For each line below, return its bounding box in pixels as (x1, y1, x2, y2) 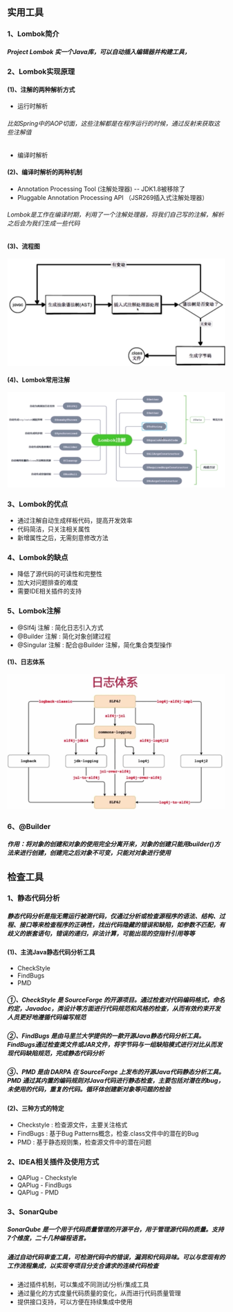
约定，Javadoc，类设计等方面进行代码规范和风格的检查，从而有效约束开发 (7, 1004, 221, 1012)
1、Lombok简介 (7, 29, 60, 39)
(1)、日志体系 (7, 658, 45, 666)
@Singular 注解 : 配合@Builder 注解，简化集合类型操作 (17, 641, 172, 649)
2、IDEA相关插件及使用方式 (7, 1157, 100, 1167)
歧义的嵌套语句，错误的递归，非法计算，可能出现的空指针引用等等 (7, 930, 195, 938)
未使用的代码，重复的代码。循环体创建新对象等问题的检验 (7, 1085, 171, 1093)
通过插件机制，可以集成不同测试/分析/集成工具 (17, 1280, 149, 1288)
